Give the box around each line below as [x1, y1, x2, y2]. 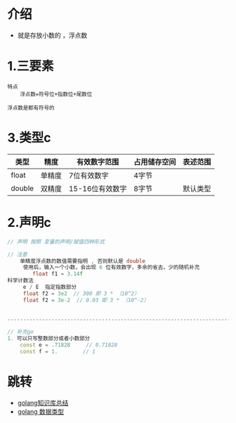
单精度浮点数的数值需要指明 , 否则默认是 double [20, 257, 146, 264]
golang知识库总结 [17, 398, 69, 407]
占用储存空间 [133, 157, 176, 167]
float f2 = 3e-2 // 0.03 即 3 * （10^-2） [22, 297, 150, 304]
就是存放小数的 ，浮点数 [17, 31, 88, 39]
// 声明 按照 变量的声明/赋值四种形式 [7, 238, 105, 245]
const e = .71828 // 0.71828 [20, 341, 118, 349]
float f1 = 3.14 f [32, 271, 83, 278]
